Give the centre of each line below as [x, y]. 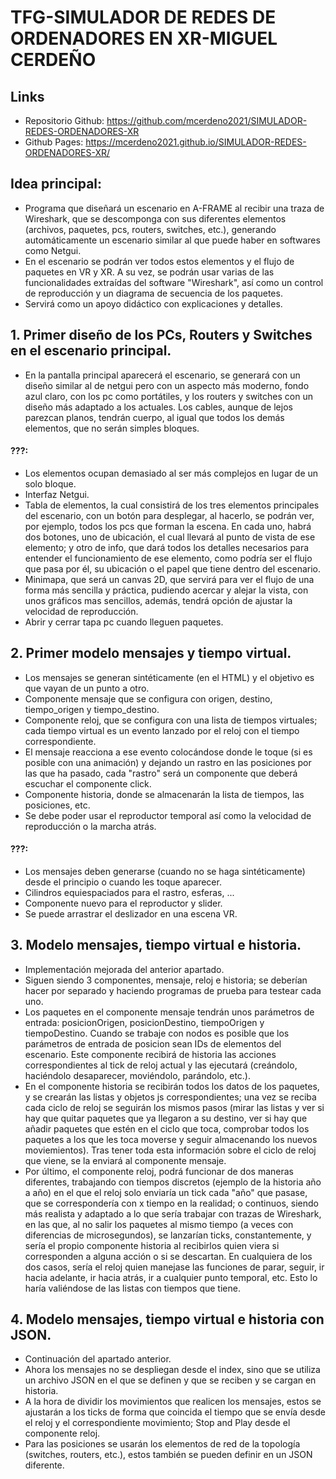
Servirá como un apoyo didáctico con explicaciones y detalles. [153, 303]
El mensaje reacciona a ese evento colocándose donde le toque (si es [168, 752]
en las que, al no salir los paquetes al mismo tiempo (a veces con [159, 1224]
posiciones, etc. [57, 805]
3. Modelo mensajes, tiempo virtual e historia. [156, 945]
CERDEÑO [53, 60]
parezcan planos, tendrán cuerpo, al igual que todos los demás [154, 417]
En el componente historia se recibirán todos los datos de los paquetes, [172, 1086]
